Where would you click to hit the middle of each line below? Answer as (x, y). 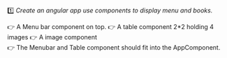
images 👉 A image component (52, 37)
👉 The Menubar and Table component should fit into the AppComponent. (114, 47)
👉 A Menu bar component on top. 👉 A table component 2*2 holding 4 (111, 27)
